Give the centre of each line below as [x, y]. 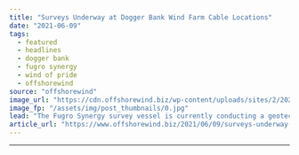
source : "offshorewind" [53, 91]
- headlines [40, 50]
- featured [37, 42]
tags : [19, 34]
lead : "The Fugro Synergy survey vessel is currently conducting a [137, 116]
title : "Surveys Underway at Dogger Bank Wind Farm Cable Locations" [141, 17]
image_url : [29, 100]
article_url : [33, 125]
